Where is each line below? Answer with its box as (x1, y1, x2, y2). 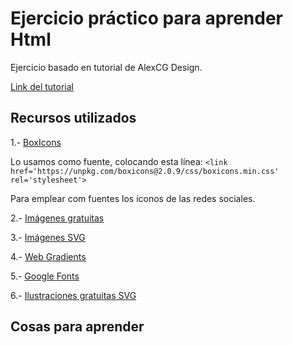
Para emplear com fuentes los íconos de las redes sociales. (10, 192, 256, 204)
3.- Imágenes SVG (10, 231, 86, 243)
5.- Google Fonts (10, 270, 80, 282)
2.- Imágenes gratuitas (10, 212, 105, 224)
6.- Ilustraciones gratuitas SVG (10, 289, 137, 301)
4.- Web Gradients (10, 250, 87, 262)
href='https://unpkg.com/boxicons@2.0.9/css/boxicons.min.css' (10, 166, 280, 176)
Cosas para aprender (10, 318, 145, 336)
